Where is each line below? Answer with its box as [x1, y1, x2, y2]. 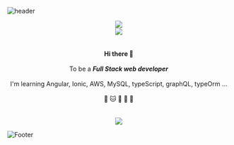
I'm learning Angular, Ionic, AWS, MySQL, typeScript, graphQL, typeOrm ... [10, 80, 228, 88]
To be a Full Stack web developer [69, 64, 168, 73]
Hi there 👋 [104, 50, 134, 58]
